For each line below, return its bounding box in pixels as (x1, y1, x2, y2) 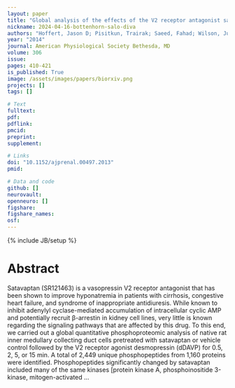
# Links (7, 152, 30, 159)
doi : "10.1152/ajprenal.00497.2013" (7, 159, 114, 166)
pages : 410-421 (7, 62, 52, 69)
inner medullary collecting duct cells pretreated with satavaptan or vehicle (7, 336, 221, 344)
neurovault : (7, 191, 42, 198)
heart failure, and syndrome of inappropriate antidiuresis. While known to (7, 299, 218, 307)
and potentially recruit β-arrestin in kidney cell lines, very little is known (7, 313, 213, 322)
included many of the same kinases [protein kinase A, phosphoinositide (7, 365, 213, 374)
